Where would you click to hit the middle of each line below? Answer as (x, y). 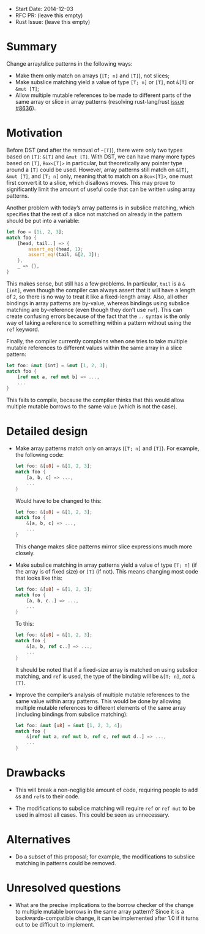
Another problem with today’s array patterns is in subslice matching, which (100, 208)
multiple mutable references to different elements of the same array (100, 707)
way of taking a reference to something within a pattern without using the (99, 322)
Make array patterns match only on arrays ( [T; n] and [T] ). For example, (107, 448)
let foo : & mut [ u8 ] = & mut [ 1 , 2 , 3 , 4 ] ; (69, 725)
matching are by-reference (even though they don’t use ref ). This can (94, 309)
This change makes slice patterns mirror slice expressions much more (104, 547)
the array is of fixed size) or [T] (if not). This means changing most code (106, 571)
